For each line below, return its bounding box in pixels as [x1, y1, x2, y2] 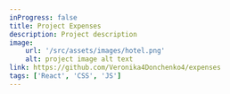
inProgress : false [9, 13, 78, 22]
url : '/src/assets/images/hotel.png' [25, 47, 166, 56]
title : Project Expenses [9, 21, 102, 30]
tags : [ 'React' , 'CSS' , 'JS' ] [9, 72, 122, 81]
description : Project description [9, 30, 138, 38]
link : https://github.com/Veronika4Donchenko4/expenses [9, 64, 221, 73]
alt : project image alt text [25, 55, 134, 64]
